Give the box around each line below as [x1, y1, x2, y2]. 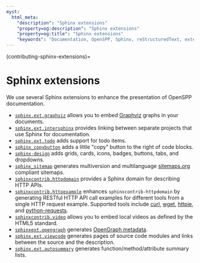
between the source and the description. [14, 238, 115, 246]
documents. [14, 118, 45, 125]
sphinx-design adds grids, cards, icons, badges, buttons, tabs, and [14, 149, 179, 157]
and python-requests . [14, 207, 68, 214]
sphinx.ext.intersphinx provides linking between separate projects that [14, 124, 192, 131]
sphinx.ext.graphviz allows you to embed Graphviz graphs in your [14, 111, 179, 118]
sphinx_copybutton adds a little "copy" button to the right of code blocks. [14, 143, 193, 150]
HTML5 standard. [14, 219, 58, 227]
